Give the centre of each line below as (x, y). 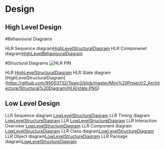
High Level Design (33, 27)
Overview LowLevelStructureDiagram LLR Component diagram (69, 125)
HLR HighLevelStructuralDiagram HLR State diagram (58, 73)
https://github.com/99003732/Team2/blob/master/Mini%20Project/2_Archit (83, 83)
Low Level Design (33, 104)
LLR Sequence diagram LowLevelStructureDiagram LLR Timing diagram (78, 115)
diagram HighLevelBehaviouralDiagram (44, 53)
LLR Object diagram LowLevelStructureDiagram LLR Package (66, 136)
